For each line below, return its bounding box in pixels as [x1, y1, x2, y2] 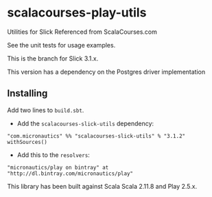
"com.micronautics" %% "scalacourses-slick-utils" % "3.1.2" [7, 132, 186, 139]
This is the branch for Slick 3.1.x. [7, 54, 99, 63]
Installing [7, 87, 48, 99]
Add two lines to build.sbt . [7, 105, 84, 114]
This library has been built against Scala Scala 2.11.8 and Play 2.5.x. [7, 182, 198, 190]
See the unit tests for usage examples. [7, 41, 116, 49]
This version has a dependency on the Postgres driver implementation [7, 68, 206, 76]
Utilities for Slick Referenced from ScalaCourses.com [7, 28, 158, 36]
